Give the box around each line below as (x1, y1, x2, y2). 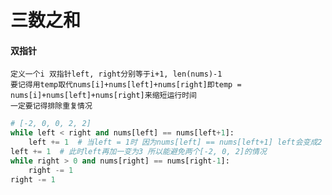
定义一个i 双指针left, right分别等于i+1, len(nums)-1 (10, 69, 223, 80)
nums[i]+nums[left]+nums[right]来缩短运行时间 (10, 91, 197, 101)
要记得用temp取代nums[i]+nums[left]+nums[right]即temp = (10, 80, 242, 90)
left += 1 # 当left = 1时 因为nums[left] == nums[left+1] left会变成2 (28, 137, 323, 148)
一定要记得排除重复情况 (10, 101, 93, 111)
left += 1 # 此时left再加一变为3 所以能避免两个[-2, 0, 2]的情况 (10, 147, 267, 157)
